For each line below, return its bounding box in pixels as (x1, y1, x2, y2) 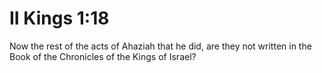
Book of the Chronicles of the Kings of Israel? (9, 50, 197, 62)
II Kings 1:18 (9, 7, 110, 30)
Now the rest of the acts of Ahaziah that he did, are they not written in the (9, 40, 312, 52)
